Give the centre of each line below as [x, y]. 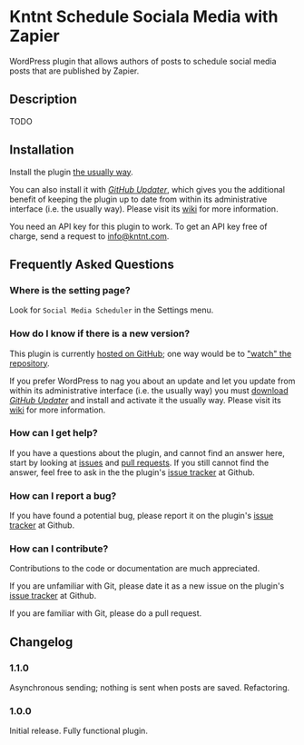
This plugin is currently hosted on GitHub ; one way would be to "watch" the [151, 353]
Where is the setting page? [70, 290]
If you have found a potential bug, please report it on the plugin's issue [142, 516]
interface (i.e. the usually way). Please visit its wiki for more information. [144, 209]
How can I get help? [54, 433]
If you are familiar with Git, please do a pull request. [106, 613]
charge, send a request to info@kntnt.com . [89, 236]
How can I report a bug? [63, 495]
